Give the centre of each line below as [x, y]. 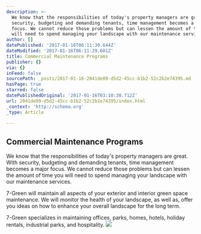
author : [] [20, 40]
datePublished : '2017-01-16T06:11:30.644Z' [61, 46]
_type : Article [25, 112]
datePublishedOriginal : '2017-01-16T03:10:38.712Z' [72, 95]
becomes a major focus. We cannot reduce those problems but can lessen [98, 169]
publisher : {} [24, 62]
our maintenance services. [39, 182]
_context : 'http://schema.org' [45, 106]
